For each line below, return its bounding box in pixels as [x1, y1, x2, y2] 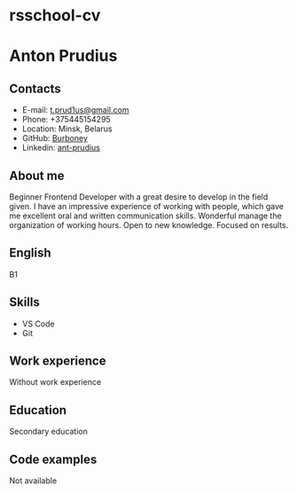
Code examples [9, 451, 98, 466]
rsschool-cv [9, 5, 101, 26]
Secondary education [9, 426, 89, 437]
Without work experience [9, 377, 102, 387]
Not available [9, 475, 58, 486]
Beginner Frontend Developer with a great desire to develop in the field [9, 192, 269, 202]
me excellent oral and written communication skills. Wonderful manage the [9, 210, 282, 221]
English [9, 246, 51, 261]
